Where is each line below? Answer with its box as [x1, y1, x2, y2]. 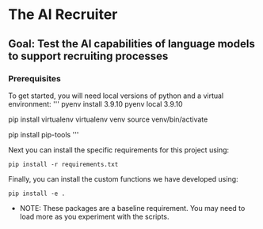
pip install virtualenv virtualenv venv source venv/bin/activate [8, 114, 208, 124]
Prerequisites [8, 73, 61, 84]
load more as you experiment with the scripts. [19, 212, 170, 221]
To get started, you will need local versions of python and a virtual [8, 91, 224, 100]
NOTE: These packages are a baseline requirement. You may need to [19, 203, 246, 212]
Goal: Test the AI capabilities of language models [8, 37, 255, 51]
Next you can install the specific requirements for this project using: [8, 145, 230, 155]
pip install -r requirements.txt [8, 160, 119, 168]
